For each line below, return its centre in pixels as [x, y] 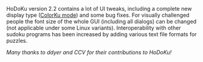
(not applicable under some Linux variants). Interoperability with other [94, 28]
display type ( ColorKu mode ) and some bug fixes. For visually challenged [98, 15]
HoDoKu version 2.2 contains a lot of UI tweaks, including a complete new [99, 9]
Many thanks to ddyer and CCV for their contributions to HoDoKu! [89, 52]
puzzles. [17, 41]
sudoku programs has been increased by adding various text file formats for [101, 34]
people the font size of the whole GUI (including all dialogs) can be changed [101, 21]
